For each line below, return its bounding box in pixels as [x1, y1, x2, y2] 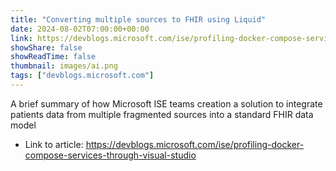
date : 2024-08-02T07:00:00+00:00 [10, 24, 150, 34]
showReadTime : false [10, 52, 97, 62]
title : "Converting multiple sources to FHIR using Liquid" [10, 14, 267, 25]
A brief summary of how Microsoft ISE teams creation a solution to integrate [10, 97, 323, 110]
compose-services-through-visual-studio [24, 149, 197, 161]
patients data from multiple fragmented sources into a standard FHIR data [10, 108, 314, 120]
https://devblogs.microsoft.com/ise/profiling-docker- [85, 138, 305, 150]
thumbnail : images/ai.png [10, 61, 118, 71]
